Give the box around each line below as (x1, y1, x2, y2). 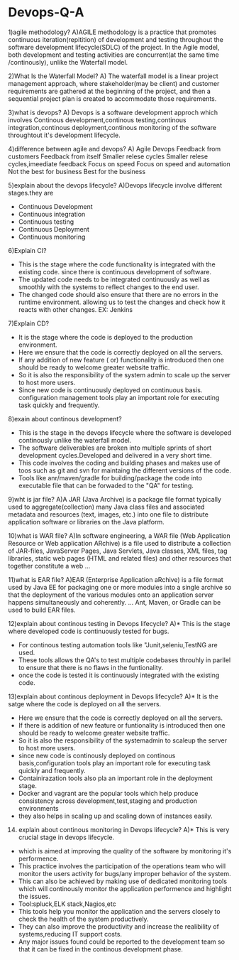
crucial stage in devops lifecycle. (18, 833, 115, 841)
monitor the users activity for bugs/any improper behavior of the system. (18, 869, 231, 878)
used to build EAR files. (8, 605, 76, 614)
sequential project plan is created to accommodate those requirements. (8, 94, 217, 103)
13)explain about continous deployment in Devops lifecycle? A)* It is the (8, 692, 218, 701)
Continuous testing (18, 217, 74, 226)
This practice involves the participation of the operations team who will (18, 861, 226, 870)
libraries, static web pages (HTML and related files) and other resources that (8, 554, 232, 562)
